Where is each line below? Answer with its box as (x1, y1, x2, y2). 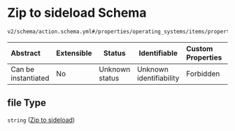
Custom (186, 43, 213, 53)
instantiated (10, 73, 50, 83)
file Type (7, 97, 47, 109)
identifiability (136, 73, 180, 83)
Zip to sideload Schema (7, 5, 147, 21)
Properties (186, 53, 222, 62)
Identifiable (138, 48, 178, 57)
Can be (10, 64, 35, 74)
